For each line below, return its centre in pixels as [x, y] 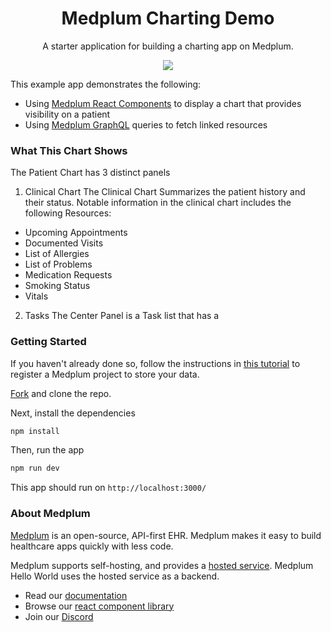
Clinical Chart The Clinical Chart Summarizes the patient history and [165, 192]
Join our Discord [59, 616]
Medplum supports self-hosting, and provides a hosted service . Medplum [162, 565]
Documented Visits [64, 243]
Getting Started [48, 342]
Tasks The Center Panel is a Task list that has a [122, 316]
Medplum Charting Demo [168, 18]
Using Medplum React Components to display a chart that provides [163, 103]
